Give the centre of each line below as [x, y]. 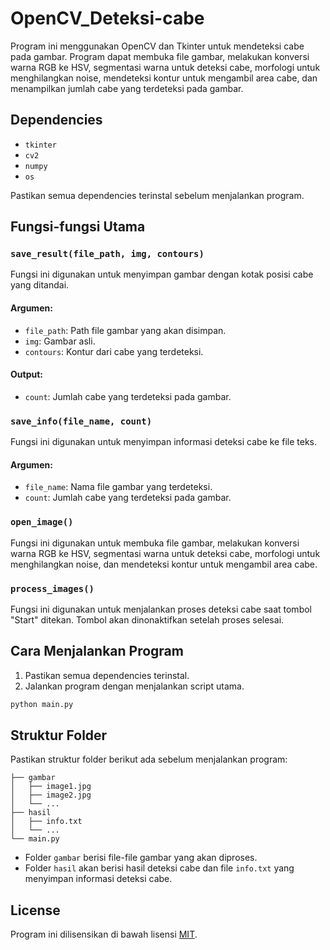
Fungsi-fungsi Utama [78, 227]
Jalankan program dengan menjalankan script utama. [134, 686]
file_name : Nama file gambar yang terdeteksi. [118, 487]
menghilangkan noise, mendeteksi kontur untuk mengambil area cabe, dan [164, 78]
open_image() [42, 522]
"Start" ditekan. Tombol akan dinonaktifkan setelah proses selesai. [147, 619]
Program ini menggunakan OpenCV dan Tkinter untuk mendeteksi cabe [157, 46]
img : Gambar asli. [60, 341]
